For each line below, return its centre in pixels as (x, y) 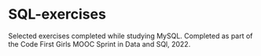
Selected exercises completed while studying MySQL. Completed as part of (130, 36)
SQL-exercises (57, 14)
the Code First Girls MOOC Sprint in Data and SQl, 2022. (99, 44)
